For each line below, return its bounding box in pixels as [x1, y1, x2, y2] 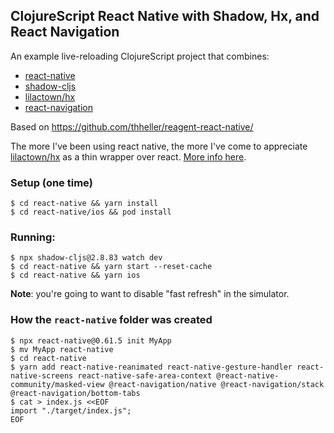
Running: [10, 230, 56, 244]
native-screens [10, 370, 74, 381]
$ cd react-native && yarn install [10, 199, 159, 209]
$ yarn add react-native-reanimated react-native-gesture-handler [10, 362, 293, 372]
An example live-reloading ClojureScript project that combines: [10, 50, 270, 62]
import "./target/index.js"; [10, 405, 132, 416]
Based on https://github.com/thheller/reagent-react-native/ [10, 120, 254, 133]
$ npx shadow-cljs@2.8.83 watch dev [10, 253, 163, 263]
